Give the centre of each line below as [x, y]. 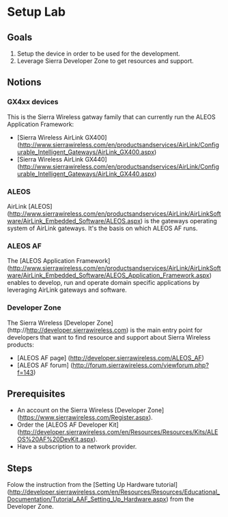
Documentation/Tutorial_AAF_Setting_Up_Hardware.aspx [87, 499]
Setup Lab [37, 12]
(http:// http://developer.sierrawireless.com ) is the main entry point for [105, 330]
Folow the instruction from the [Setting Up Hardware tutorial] [92, 485]
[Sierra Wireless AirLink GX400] [62, 137]
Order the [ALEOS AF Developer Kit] [68, 425]
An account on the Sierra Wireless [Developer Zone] [90, 410]
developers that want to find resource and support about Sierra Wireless [109, 337]
